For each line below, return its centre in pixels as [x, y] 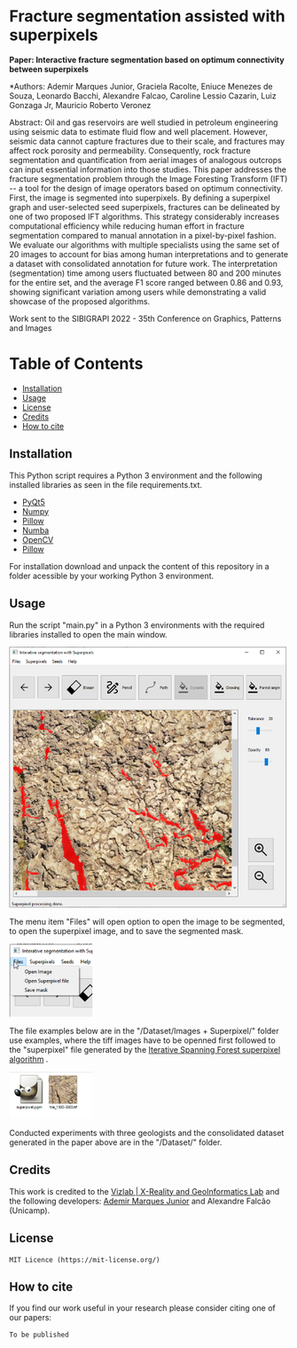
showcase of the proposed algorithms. [80, 301]
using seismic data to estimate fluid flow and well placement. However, [139, 131]
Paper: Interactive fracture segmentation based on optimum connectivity [147, 59]
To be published [39, 1335]
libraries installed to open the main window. [88, 634]
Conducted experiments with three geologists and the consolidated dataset [147, 1132]
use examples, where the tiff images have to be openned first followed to [143, 1040]
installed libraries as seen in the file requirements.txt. [106, 484]
